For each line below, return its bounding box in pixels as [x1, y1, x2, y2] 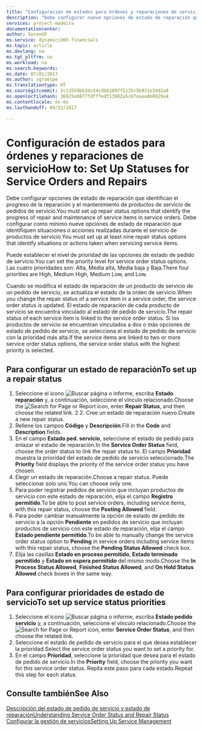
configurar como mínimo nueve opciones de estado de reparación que [6, 220, 182, 228]
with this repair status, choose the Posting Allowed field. [14, 506, 157, 513]
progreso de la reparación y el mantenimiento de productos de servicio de [6, 201, 192, 208]
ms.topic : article [6, 43, 53, 49]
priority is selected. [6, 346, 54, 354]
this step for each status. [14, 671, 77, 678]
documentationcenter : [6, 25, 61, 32]
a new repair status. [14, 415, 65, 423]
